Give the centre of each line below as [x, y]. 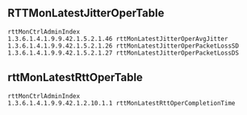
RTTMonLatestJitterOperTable [86, 13]
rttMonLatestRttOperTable [75, 78]
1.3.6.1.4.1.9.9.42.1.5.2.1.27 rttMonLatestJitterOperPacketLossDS [123, 53]
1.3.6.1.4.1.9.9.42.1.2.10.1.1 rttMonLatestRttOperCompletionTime [121, 103]
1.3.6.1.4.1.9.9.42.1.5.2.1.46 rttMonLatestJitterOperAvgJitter [118, 39]
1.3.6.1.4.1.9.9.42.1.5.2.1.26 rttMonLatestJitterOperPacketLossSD [123, 46]
